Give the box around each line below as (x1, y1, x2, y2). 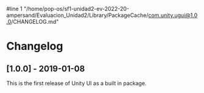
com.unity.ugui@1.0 (148, 12, 198, 19)
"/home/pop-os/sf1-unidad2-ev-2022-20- (23, 5, 130, 12)
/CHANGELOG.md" (11, 18, 59, 25)
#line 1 (6, 5, 23, 12)
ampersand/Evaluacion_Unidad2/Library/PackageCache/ (6, 12, 149, 19)
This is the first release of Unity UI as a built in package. (6, 80, 147, 87)
